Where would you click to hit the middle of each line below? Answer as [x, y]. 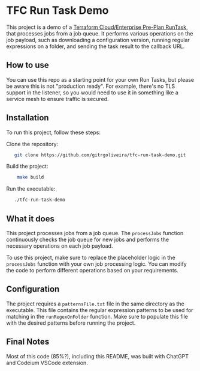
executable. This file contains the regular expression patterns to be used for [100, 310]
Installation [28, 118]
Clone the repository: [32, 144]
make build [31, 177]
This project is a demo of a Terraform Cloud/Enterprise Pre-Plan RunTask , [97, 27]
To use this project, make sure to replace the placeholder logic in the [91, 257]
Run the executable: [31, 189]
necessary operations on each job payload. [60, 246]
